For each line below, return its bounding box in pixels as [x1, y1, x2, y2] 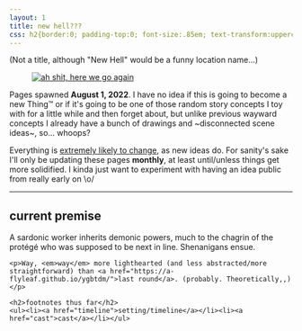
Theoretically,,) [226, 275, 292, 284]
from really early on [9, 174, 83, 184]
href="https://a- [109, 267, 175, 276]
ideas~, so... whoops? [9, 128, 92, 139]
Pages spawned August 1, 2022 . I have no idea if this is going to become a [9, 89, 288, 100]
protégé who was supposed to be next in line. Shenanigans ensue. [9, 242, 256, 253]
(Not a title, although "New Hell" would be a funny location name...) [9, 55, 259, 66]
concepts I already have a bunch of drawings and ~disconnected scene [9, 118, 276, 129]
